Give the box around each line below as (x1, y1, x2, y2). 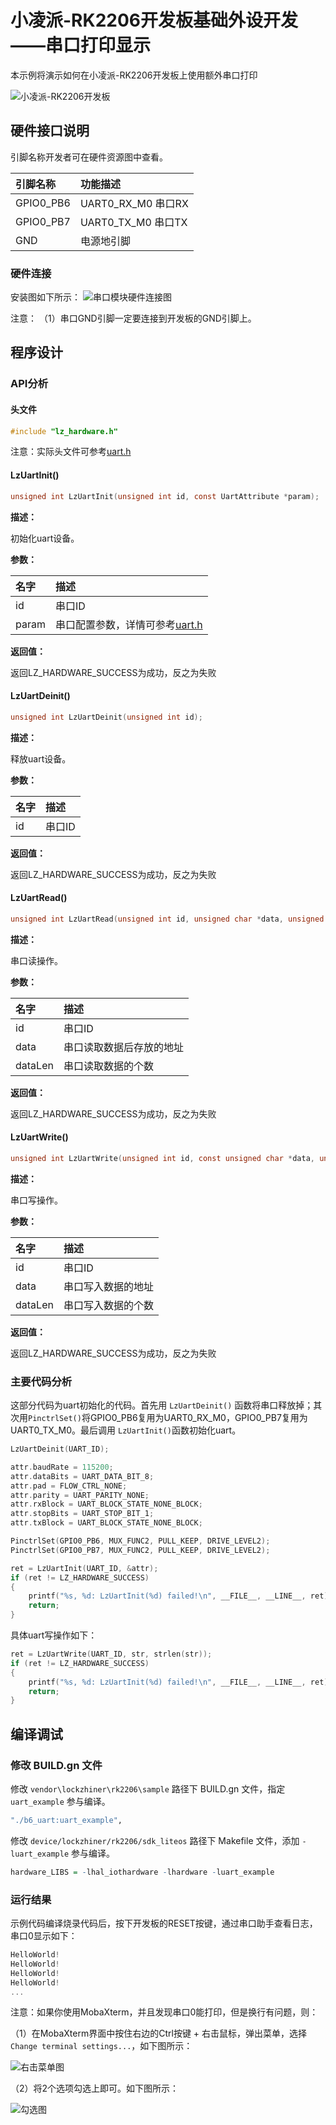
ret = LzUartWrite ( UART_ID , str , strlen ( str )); (10, 1649, 213, 1660)
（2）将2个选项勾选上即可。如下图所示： (10, 2082, 180, 2095)
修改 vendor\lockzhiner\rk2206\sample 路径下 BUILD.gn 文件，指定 (10, 1782, 286, 1795)
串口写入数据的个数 (63, 1298, 154, 1312)
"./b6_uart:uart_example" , (10, 1815, 123, 1825)
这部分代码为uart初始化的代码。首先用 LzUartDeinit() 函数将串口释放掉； (10, 1399, 314, 1411)
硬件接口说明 (10, 122, 90, 140)
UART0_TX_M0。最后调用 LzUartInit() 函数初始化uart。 (10, 1424, 242, 1436)
